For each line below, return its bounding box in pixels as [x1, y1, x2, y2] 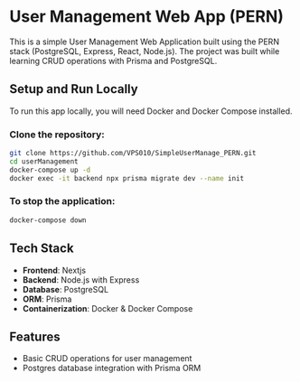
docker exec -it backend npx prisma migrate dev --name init [9, 173, 245, 182]
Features [9, 329, 61, 344]
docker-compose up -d [9, 165, 91, 174]
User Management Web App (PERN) [9, 6, 285, 27]
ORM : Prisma [22, 293, 72, 304]
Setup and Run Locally [9, 81, 138, 97]
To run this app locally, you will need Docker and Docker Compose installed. [9, 106, 293, 116]
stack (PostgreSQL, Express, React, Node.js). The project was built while [9, 45, 280, 56]
